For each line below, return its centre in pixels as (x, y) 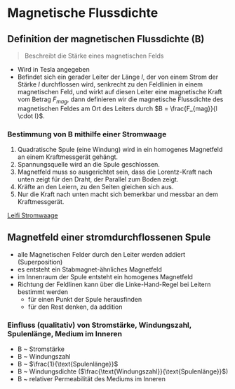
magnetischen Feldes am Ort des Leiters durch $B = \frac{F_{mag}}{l (117, 108)
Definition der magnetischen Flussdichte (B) (106, 39)
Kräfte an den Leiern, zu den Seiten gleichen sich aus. (95, 187)
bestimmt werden (43, 292)
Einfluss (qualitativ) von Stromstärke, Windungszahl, (99, 325)
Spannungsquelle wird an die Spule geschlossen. (88, 165)
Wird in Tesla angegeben (53, 69)
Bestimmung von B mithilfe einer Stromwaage (87, 134)
